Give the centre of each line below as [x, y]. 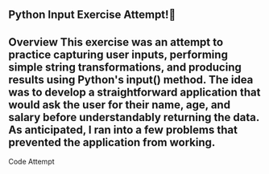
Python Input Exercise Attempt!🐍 [92, 15]
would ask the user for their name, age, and [120, 105]
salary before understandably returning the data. [134, 117]
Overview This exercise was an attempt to [116, 42]
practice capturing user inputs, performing [118, 54]
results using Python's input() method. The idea [131, 80]
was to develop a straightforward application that [134, 92]
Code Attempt [31, 162]
